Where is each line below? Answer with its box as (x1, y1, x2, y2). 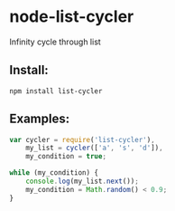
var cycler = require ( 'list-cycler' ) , (9, 135, 155, 144)
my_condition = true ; (25, 152, 106, 161)
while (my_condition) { (9, 168, 99, 177)
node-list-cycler (9, 6, 134, 27)
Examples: (9, 111, 70, 127)
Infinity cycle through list (9, 36, 101, 47)
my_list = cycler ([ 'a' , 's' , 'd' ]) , (25, 143, 164, 153)
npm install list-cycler (9, 86, 103, 96)
